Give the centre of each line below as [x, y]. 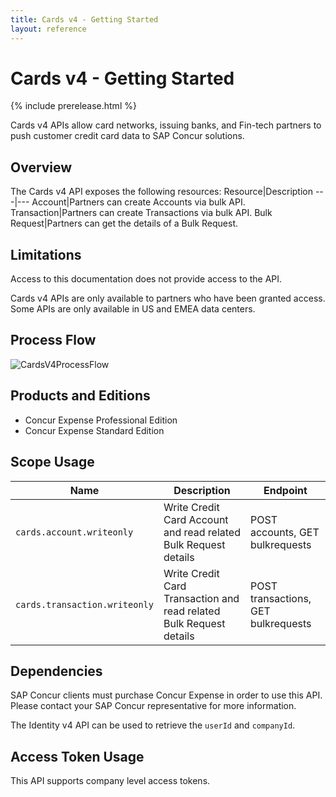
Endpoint [285, 490]
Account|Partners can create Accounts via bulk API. [138, 202]
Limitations [46, 254]
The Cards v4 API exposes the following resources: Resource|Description [161, 192]
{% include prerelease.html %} [73, 106]
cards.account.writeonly [74, 532]
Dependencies [56, 671]
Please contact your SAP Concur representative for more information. [153, 706]
